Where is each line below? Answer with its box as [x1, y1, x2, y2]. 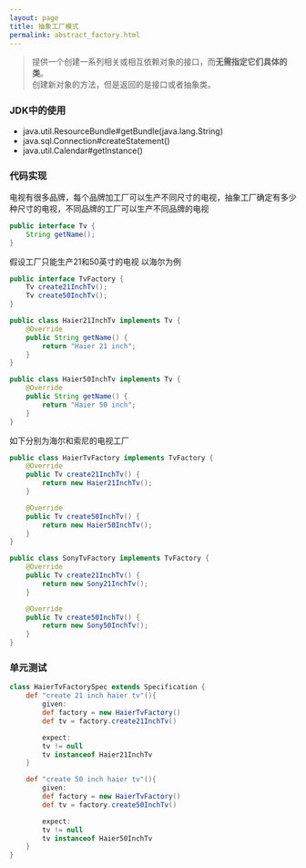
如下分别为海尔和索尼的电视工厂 [9, 435, 129, 446]
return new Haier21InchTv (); [42, 479, 153, 488]
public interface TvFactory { [9, 274, 125, 284]
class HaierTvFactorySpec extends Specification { [9, 683, 206, 692]
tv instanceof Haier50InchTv [42, 833, 153, 843]
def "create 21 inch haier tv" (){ [25, 691, 157, 700]
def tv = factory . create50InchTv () [42, 800, 178, 810]
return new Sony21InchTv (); [42, 579, 148, 588]
